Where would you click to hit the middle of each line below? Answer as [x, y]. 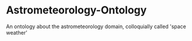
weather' [17, 32]
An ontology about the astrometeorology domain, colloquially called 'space [96, 26]
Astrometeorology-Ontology [76, 10]
